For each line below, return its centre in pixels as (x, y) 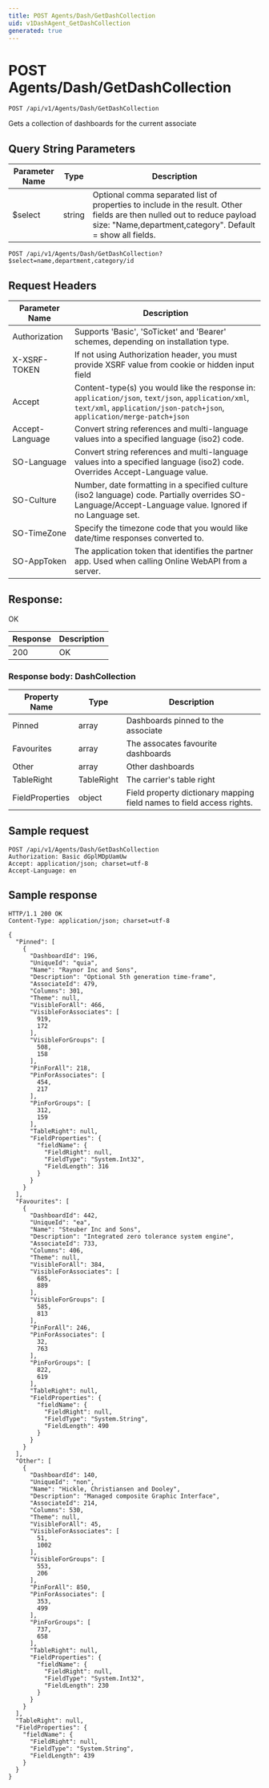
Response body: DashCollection (72, 676)
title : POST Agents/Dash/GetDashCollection (82, 16)
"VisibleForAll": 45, (66, 1524)
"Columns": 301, (56, 991)
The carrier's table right (171, 780)
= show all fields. (124, 235)
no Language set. (107, 515)
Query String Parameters (72, 149)
